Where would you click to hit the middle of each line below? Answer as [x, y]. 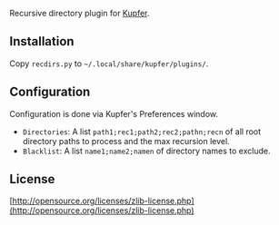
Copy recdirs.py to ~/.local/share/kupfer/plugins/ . [109, 64]
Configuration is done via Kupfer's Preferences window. [114, 113]
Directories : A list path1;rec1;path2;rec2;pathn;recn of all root [142, 132]
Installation [42, 41]
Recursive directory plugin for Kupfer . [80, 13]
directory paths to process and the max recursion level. [126, 141]
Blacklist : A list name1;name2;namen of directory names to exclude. [146, 151]
